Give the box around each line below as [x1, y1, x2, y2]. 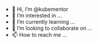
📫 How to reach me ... [11, 32, 67, 38]
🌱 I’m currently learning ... [11, 18, 75, 25]
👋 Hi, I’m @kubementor [11, 6, 69, 12]
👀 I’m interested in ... [11, 12, 62, 19]
